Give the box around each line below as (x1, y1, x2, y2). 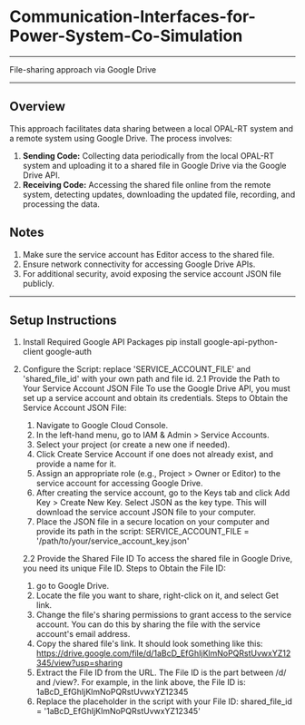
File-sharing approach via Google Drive (9, 64, 157, 74)
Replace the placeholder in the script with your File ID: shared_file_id (35, 696, 292, 707)
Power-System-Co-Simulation (9, 25, 243, 46)
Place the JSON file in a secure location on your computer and (35, 516, 270, 527)
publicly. (22, 278, 54, 289)
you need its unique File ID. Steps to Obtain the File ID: (22, 563, 227, 573)
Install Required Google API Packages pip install (22, 337, 202, 348)
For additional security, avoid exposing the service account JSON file (22, 268, 281, 279)
